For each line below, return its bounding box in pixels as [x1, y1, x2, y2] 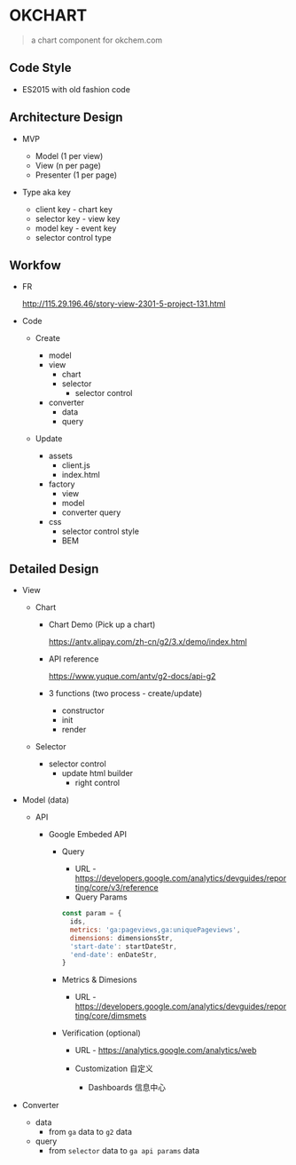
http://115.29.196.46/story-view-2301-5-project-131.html [21, 298, 226, 309]
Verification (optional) [61, 1027, 142, 1039]
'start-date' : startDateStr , [69, 942, 177, 951]
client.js [61, 460, 90, 471]
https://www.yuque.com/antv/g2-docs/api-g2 [48, 671, 216, 682]
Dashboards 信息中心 [88, 1082, 167, 1093]
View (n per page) [35, 160, 102, 170]
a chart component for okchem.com [30, 35, 163, 45]
